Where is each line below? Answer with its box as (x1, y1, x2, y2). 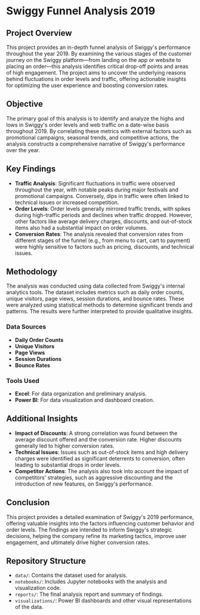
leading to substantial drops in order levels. (14, 461, 121, 468)
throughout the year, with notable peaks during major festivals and (14, 186, 179, 193)
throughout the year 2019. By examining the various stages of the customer (6, 50, 192, 57)
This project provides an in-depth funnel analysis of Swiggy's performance (6, 44, 191, 51)
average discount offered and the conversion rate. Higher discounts (14, 435, 182, 443)
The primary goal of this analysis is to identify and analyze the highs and (6, 115, 184, 122)
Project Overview (6, 28, 72, 38)
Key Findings (6, 164, 56, 174)
